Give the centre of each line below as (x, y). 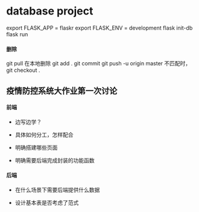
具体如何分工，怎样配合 (44, 135)
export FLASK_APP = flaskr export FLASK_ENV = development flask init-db (99, 28)
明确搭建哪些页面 (36, 147)
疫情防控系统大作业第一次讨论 (62, 91)
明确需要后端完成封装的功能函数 (55, 160)
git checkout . (23, 70)
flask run (17, 34)
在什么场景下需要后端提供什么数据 (57, 190)
